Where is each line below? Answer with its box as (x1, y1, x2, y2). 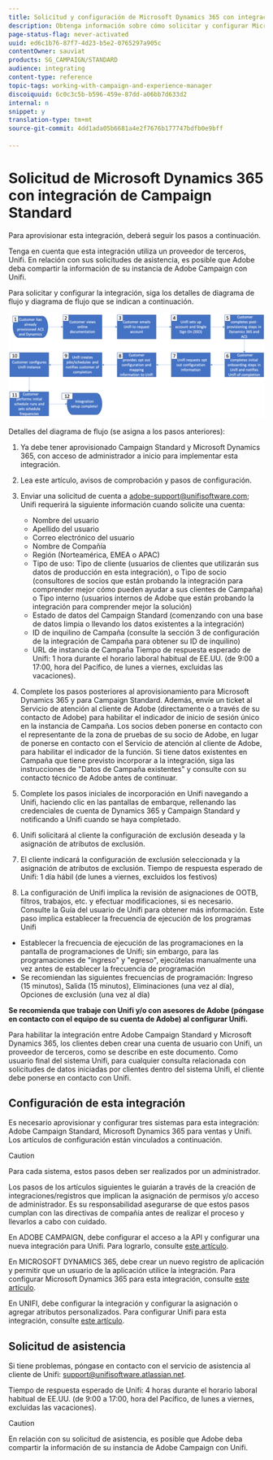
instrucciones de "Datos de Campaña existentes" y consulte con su (19, 764, 246, 773)
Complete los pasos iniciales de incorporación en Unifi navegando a (19, 788, 249, 798)
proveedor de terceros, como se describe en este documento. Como (8, 1046, 238, 1056)
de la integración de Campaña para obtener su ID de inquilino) (32, 636, 241, 646)
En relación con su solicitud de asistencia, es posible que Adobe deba (8, 1434, 243, 1444)
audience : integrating (8, 65, 85, 73)
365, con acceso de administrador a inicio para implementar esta (19, 451, 238, 461)
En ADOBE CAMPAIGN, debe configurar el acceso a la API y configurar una (8, 1233, 260, 1242)
